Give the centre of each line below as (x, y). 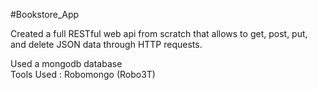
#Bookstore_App (45, 14)
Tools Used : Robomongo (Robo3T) (83, 74)
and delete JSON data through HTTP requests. (106, 44)
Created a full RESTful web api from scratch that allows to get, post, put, (159, 33)
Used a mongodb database (66, 63)
